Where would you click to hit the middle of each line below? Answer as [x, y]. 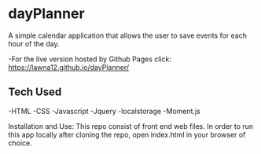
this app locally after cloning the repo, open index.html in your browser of [127, 134]
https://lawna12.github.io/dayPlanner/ [69, 67]
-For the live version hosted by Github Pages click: [90, 59]
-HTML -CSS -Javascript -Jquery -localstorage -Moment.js [104, 111]
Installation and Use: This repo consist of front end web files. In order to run [131, 126]
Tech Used [35, 92]
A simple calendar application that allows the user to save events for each [128, 35]
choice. [20, 143]
